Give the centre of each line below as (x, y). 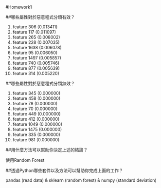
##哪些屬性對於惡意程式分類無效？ (40, 83)
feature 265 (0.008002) (36, 37)
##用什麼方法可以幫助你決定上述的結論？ (47, 150)
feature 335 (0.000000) (36, 134)
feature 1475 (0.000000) (37, 129)
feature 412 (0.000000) (36, 119)
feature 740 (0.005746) (36, 63)
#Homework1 (19, 7)
